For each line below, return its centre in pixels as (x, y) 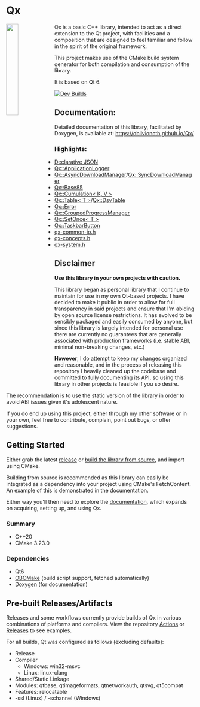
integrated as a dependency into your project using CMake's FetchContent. (99, 484)
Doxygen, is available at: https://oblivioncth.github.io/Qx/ (124, 133)
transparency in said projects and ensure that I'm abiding (124, 309)
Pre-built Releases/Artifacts (59, 603)
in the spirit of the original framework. (101, 46)
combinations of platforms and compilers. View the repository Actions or (96, 624)
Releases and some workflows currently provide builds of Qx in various (94, 618)
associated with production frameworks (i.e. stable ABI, (123, 340)
